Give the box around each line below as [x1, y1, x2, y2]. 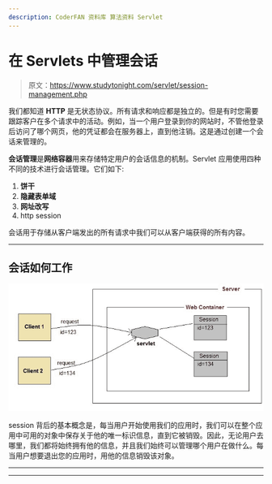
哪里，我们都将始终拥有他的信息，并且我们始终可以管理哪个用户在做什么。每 [8, 441, 264, 451]
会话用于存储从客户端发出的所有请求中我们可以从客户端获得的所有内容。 [8, 227, 249, 237]
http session [19, 210, 62, 220]
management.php [28, 89, 87, 99]
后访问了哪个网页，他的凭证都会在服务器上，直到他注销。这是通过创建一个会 [8, 126, 264, 136]
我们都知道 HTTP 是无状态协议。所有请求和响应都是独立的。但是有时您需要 [8, 106, 259, 115]
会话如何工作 [8, 261, 73, 274]
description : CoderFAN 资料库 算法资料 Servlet [8, 13, 164, 21]
